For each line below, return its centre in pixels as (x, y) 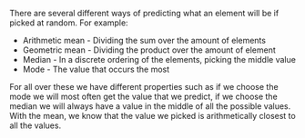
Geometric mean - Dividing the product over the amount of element (149, 50)
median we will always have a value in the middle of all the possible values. (150, 106)
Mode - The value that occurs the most (96, 69)
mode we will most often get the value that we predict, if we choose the (143, 96)
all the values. (36, 125)
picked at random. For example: (69, 23)
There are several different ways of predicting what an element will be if (144, 13)
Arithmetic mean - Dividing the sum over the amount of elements (144, 40)
